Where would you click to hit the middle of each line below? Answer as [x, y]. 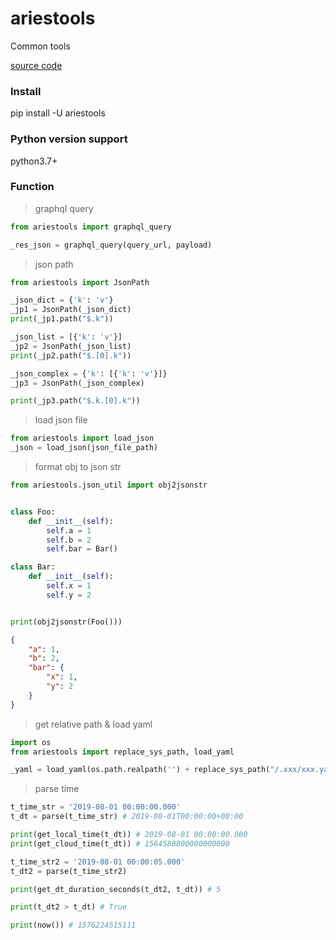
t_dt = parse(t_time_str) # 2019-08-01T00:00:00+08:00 [127, 817]
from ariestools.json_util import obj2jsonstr [109, 485]
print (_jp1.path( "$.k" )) [62, 319]
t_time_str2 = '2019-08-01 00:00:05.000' [98, 862]
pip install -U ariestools [58, 113]
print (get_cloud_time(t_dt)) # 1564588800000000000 [120, 843]
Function [32, 187]
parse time [57, 789]
